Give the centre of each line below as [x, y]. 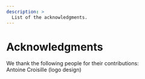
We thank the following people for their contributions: [72, 63]
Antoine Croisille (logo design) [44, 70]
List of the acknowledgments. [50, 17]
